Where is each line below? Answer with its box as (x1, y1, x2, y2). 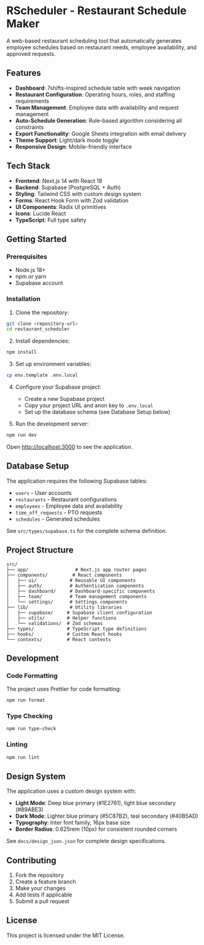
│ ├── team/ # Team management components (6, 593, 147, 599)
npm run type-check (6, 726, 57, 732)
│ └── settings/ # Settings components (6, 599, 128, 605)
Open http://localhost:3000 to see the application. (6, 443, 133, 450)
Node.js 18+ (15, 266, 46, 274)
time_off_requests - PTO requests (15, 508, 103, 516)
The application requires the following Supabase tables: (6, 477, 147, 484)
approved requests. (6, 50, 56, 57)
